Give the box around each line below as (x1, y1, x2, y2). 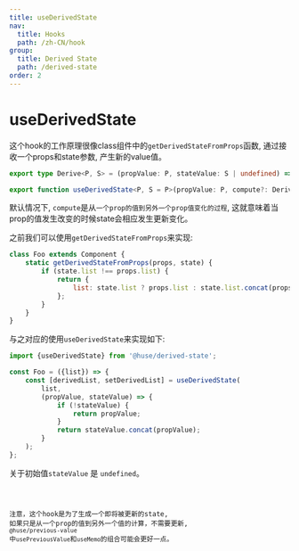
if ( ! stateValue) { (56, 400, 129, 410)
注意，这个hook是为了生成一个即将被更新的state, (9, 509, 169, 518)
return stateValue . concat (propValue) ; (56, 425, 201, 435)
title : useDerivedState (9, 12, 98, 22)
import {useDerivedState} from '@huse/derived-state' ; (9, 351, 217, 361)
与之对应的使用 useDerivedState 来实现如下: (9, 333, 166, 344)
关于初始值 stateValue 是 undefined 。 (9, 467, 144, 478)
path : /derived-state (17, 63, 98, 72)
